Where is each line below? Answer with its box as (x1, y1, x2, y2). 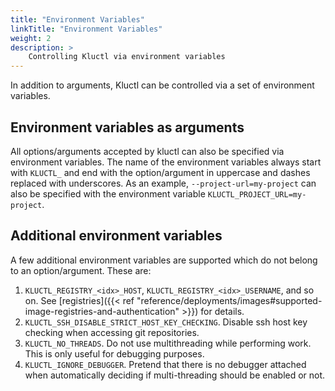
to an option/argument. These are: (10, 264, 152, 276)
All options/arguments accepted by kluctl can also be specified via (10, 145, 285, 157)
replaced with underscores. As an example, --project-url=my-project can (10, 177, 317, 189)
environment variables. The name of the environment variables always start (10, 156, 322, 168)
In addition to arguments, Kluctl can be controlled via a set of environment (10, 79, 315, 91)
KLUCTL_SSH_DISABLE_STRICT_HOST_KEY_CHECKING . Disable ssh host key (24, 316, 308, 328)
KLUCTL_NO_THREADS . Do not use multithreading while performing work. (24, 337, 312, 349)
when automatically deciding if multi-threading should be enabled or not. (24, 369, 326, 381)
